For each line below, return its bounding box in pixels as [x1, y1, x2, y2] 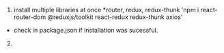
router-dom [13, 13, 46, 21]
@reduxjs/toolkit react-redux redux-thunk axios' [47, 13, 183, 21]
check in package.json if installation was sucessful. [13, 26, 158, 34]
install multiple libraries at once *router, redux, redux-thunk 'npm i [13, 6, 199, 14]
